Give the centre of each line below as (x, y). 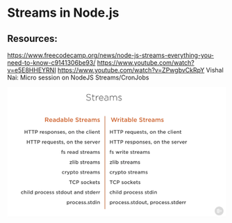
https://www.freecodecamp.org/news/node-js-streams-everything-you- (110, 55)
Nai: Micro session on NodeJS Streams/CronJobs (78, 77)
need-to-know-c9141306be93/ (51, 63)
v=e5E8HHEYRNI (32, 70)
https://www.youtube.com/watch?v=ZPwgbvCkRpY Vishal (141, 70)
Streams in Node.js (63, 13)
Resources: (32, 39)
